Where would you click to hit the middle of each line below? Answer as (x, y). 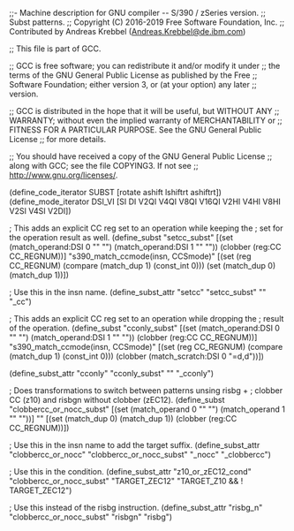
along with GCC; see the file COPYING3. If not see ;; (104, 166)
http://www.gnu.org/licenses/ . (64, 175)
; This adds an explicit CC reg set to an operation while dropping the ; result (147, 319)
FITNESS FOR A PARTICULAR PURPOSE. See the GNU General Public (136, 130)
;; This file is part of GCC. (55, 49)
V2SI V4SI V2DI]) (41, 211)
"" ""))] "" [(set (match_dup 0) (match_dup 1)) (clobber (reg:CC (123, 418)
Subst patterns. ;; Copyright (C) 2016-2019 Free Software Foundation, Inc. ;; (147, 22)
